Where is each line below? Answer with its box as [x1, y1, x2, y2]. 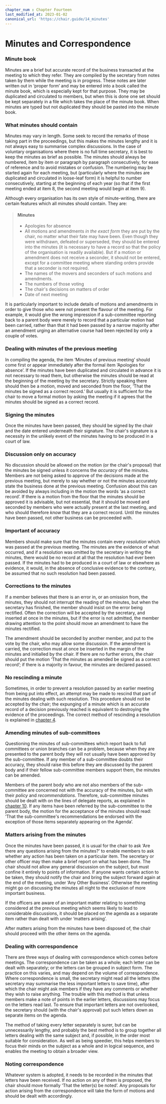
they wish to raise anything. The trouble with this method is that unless [5, 991, 150, 997]
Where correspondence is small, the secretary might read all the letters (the [5, 975, 160, 981]
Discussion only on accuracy [5, 451, 76, 458]
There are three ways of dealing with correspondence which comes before [5, 954, 158, 960]
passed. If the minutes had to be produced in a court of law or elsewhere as [5, 559, 160, 565]
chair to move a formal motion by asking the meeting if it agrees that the [5, 394, 153, 399]
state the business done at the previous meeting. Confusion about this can [5, 483, 158, 489]
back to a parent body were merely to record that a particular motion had [5, 317, 154, 323]
